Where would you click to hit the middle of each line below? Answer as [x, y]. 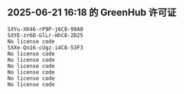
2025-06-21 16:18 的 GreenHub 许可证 [92, 13]
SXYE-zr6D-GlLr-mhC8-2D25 [45, 35]
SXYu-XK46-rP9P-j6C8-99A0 [45, 29]
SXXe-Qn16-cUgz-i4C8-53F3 [45, 48]
